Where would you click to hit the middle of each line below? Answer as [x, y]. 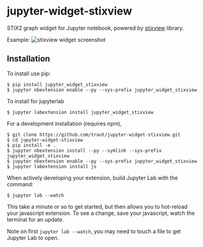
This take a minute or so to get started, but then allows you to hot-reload [97, 206]
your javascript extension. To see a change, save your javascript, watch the [101, 213]
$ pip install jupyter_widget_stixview [57, 84]
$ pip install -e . [32, 145]
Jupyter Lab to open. [33, 237]
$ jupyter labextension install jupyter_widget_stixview [80, 112]
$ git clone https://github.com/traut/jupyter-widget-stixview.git [94, 135]
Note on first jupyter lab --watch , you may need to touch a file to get [94, 231]
